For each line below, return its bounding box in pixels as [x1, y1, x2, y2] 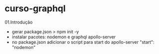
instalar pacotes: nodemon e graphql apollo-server [11, 34, 116, 40]
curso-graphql [4, 3, 66, 14]
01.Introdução [4, 19, 33, 25]
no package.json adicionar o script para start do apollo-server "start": [11, 39, 155, 45]
